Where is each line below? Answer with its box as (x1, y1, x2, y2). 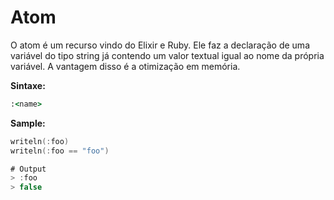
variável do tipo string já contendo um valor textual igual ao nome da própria (10, 49, 325, 61)
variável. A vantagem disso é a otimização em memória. (10, 60, 241, 72)
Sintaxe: (10, 79, 46, 91)
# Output (10, 164, 47, 174)
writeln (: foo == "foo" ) (10, 146, 110, 156)
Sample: (10, 117, 46, 129)
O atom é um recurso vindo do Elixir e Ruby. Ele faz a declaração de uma (10, 39, 310, 51)
